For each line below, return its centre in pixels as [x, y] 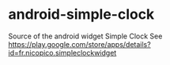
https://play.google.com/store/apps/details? [80, 44]
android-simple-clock [81, 14]
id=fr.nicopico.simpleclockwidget [62, 52]
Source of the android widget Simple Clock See [85, 36]
